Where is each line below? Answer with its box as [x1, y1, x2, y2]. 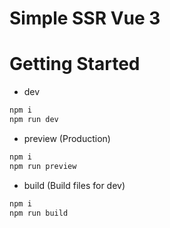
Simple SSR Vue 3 [9, 7, 161, 30]
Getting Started [9, 53, 141, 76]
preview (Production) [23, 132, 111, 144]
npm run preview [9, 161, 77, 171]
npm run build [9, 208, 69, 218]
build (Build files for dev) [23, 179, 126, 191]
